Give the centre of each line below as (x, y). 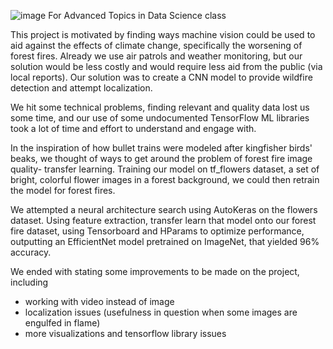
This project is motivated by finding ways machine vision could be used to (163, 34)
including (29, 282)
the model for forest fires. (63, 190)
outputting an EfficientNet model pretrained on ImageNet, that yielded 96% (165, 241)
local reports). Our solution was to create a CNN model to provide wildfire (161, 77)
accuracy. (31, 252)
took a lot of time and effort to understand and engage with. (133, 128)
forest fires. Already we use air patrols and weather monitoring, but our (156, 56)
